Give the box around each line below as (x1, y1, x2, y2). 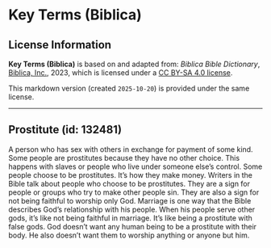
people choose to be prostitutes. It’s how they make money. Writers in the (8, 170, 252, 179)
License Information (8, 38, 111, 52)
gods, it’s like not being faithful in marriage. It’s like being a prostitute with (8, 212, 252, 223)
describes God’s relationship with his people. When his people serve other (8, 204, 256, 214)
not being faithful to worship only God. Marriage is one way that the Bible (8, 195, 252, 205)
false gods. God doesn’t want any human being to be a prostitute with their (8, 221, 256, 231)
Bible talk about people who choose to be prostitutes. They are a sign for (8, 179, 251, 188)
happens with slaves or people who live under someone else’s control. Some (8, 162, 263, 171)
